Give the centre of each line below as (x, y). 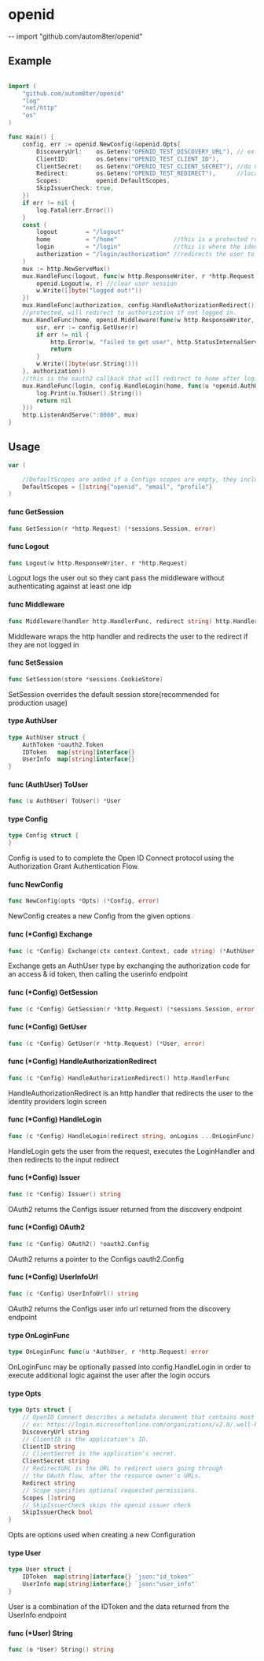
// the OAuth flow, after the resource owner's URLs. (112, 1476)
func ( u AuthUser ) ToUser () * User (65, 801)
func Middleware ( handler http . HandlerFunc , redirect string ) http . (121, 621)
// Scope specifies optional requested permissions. (110, 1490)
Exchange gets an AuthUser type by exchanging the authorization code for (129, 966)
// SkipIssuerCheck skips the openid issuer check (107, 1505)
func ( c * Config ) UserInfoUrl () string (73, 1294)
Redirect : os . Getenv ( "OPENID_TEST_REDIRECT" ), (126, 174)
